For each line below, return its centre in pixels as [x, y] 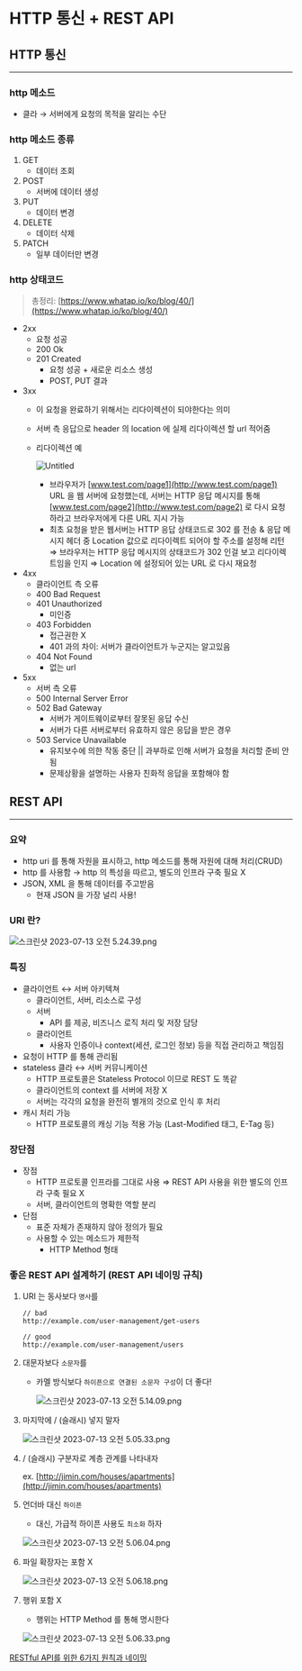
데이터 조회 [55, 170]
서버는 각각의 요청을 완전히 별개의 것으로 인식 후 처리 [128, 1101]
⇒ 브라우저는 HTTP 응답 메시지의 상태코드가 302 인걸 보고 [152, 551]
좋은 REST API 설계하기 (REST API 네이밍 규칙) [107, 1275]
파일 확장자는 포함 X [58, 1562]
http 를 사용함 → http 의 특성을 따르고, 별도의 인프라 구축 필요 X [134, 872]
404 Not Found [64, 656]
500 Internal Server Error [82, 698]
